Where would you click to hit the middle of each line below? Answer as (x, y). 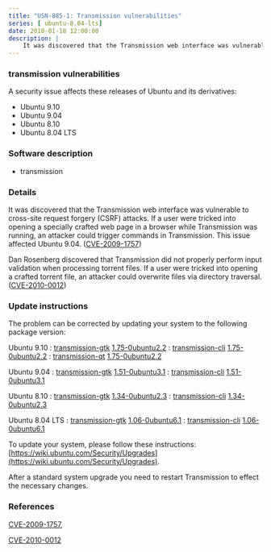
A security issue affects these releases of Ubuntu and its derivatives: (123, 91)
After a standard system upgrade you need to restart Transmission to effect (134, 477)
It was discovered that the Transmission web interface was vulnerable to (129, 210)
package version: (37, 332)
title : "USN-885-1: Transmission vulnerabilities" (95, 16)
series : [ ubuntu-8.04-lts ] (56, 23)
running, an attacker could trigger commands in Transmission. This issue (129, 235)
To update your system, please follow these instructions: (102, 445)
